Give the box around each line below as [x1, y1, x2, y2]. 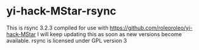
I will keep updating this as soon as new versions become [37, 30, 182, 37]
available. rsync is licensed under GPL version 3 [6, 37, 127, 44]
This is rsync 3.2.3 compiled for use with [6, 24, 109, 31]
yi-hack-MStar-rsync [6, 4, 117, 18]
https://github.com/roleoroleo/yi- [109, 24, 193, 31]
